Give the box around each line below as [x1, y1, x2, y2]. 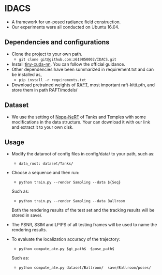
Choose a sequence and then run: [11, 170, 80, 176]
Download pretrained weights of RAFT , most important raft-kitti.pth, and [11, 82, 155, 88]
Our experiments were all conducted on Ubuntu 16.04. [11, 24, 119, 30]
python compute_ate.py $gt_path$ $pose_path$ [18, 246, 115, 252]
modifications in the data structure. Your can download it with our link [11, 119, 150, 125]
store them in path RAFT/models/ [11, 87, 78, 92]
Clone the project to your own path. [11, 51, 83, 57]
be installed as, [11, 71, 42, 77]
